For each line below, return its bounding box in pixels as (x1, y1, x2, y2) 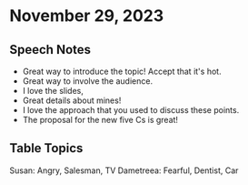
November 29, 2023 (9, 5, 164, 26)
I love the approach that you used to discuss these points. (22, 105, 240, 115)
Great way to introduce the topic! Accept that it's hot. (22, 66, 222, 77)
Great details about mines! (22, 95, 122, 106)
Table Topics (9, 140, 84, 156)
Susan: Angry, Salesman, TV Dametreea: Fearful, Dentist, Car (9, 165, 239, 176)
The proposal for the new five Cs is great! (22, 115, 179, 125)
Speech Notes (9, 42, 92, 57)
